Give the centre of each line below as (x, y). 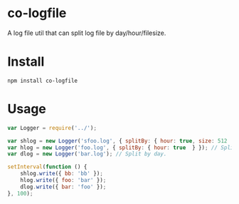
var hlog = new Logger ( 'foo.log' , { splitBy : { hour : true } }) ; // (113, 148)
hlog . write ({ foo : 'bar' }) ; (63, 180)
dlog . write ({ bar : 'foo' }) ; (63, 187)
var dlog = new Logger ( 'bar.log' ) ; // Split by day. (87, 154)
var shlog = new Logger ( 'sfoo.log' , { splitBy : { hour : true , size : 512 (117, 141)
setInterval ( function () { (47, 167)
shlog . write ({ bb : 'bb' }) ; (62, 174)
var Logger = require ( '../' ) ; (52, 128)
